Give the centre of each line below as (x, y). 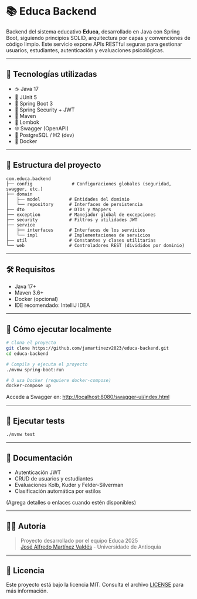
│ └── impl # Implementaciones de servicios (78, 235)
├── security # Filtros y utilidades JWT (72, 220)
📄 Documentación (39, 458)
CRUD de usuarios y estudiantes (54, 478)
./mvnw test (21, 435)
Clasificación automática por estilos (58, 491)
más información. (27, 591)
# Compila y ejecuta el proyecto (47, 364)
